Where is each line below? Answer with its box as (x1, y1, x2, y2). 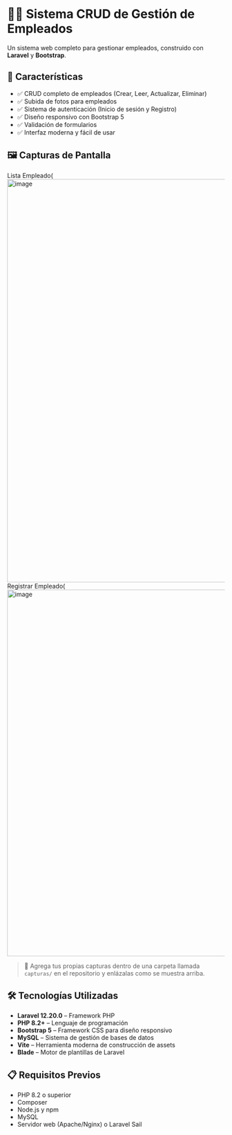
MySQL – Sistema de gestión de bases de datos (17, 1034, 154, 1042)
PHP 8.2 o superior (17, 1091, 72, 1099)
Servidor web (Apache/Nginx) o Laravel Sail (17, 1121, 142, 1129)
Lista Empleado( (7, 171, 54, 179)
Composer (17, 1098, 48, 1107)
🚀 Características (7, 71, 84, 83)
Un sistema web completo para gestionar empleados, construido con (7, 43, 204, 52)
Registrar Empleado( (7, 582, 66, 590)
